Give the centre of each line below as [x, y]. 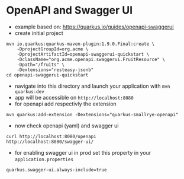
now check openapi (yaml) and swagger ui [67, 126]
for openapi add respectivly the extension [65, 104]
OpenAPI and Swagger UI [70, 10]
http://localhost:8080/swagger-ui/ [50, 142]
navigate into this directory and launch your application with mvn [92, 86]
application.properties [44, 159]
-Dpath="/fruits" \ [41, 65]
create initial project [39, 33]
